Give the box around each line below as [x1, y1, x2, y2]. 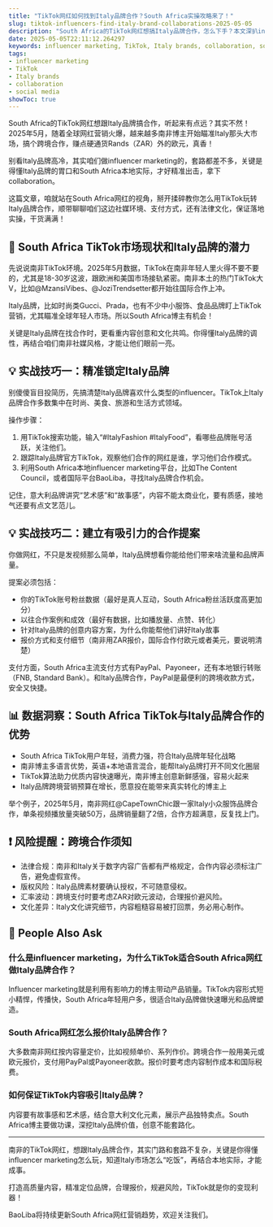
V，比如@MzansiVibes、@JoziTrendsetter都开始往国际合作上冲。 [8, 284, 230, 294]
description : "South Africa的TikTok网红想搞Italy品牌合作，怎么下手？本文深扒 [8, 27, 258, 35]
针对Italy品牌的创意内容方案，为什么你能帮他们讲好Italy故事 [19, 624, 220, 634]
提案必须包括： [8, 577, 58, 586]
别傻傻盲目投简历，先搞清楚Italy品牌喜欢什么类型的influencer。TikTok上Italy [8, 387, 264, 397]
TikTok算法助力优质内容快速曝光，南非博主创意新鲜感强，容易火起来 [19, 771, 249, 781]
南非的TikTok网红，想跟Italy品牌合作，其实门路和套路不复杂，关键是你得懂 [8, 1144, 258, 1155]
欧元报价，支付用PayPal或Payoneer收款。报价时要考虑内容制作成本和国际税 [8, 1057, 262, 1067]
